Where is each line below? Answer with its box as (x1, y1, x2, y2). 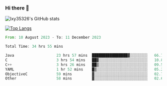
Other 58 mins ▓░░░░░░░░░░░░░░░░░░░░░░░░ (5, 76, 148, 81)
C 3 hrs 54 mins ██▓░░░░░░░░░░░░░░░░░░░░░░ (5, 57, 148, 63)
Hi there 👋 (5, 4, 30, 11)
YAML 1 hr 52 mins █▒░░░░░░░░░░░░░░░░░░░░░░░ (5, 67, 148, 72)
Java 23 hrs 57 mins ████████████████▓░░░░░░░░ (5, 53, 148, 58)
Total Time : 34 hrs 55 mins (5, 44, 64, 49)
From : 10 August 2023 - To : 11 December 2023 (5, 35, 101, 40)
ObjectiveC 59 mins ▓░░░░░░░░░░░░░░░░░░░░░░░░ (5, 72, 148, 77)
